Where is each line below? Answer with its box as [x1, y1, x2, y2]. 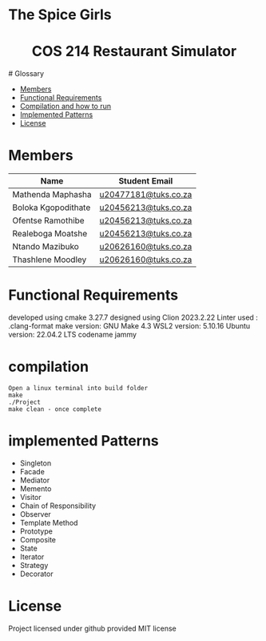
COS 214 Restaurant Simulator [31, 42, 237, 61]
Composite [19, 534, 57, 544]
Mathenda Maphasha [12, 189, 92, 200]
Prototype [19, 526, 54, 536]
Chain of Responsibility [19, 501, 97, 510]
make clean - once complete [8, 405, 102, 413]
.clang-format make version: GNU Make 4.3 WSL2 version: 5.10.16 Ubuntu [8, 321, 251, 330]
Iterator [19, 551, 45, 562]
